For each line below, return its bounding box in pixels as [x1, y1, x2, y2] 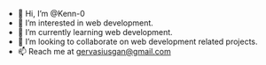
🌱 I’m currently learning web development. [17, 27, 173, 37]
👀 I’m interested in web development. [17, 18, 153, 28]
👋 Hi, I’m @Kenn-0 [17, 9, 86, 18]
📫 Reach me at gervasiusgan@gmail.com [17, 47, 171, 56]
